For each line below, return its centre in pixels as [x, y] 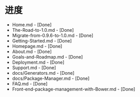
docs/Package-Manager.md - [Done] [51, 78]
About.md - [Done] [32, 52]
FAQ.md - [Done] [30, 83]
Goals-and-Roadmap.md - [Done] [47, 57]
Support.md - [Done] [34, 67]
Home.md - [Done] [32, 25]
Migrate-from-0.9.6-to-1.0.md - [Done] [52, 35]
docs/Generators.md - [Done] [43, 73]
